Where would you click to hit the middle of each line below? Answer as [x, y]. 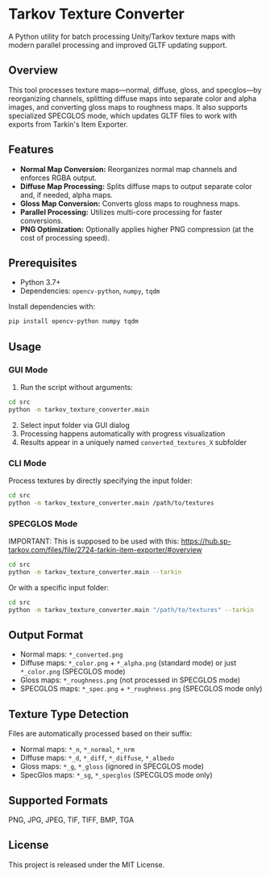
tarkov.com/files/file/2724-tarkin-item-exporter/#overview [106, 550]
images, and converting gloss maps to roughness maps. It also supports [128, 107]
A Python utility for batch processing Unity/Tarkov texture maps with [122, 36]
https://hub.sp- [206, 541]
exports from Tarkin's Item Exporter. [69, 124]
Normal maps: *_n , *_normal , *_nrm [77, 749]
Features [31, 150]
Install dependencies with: [52, 307]
